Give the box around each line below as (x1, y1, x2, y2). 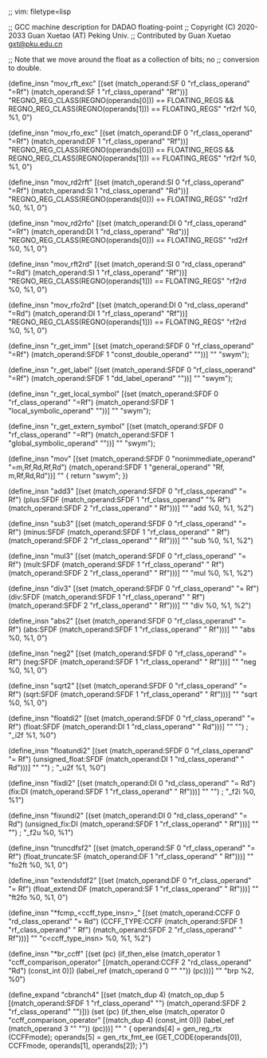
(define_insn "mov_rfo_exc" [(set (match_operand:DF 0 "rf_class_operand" (8, 128, 253, 137)
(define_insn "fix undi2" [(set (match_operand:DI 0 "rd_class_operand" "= (8, 810, 248, 820)
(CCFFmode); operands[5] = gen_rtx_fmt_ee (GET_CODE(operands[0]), (8, 1032, 242, 1041)
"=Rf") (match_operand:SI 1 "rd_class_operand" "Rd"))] (8, 186, 189, 195)
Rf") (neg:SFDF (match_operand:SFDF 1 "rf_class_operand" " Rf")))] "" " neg (8, 657, 257, 666)
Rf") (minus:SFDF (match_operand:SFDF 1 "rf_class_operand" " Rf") (8, 527, 230, 537)
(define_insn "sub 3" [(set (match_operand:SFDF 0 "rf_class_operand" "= (8, 519, 247, 528)
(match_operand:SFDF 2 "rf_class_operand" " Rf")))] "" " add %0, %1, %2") (8, 503, 254, 513)
